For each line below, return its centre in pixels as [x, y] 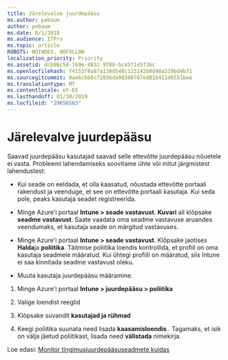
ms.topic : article [33, 45]
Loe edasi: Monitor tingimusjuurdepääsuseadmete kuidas [89, 349]
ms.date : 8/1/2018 [33, 33]
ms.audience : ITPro [35, 39]
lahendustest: [27, 171]
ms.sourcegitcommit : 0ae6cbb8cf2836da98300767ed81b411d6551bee [100, 77]
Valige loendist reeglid [49, 302]
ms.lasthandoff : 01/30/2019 [48, 97]
